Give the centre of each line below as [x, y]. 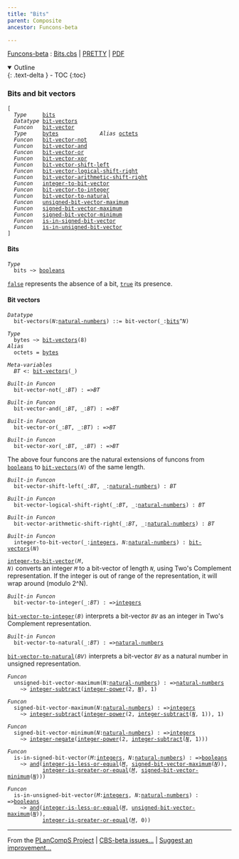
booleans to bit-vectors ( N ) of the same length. [76, 467]
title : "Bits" [28, 14]
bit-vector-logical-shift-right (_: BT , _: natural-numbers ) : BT [109, 505]
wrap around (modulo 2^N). [48, 584]
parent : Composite [34, 21]
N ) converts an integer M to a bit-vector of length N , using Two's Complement [119, 569]
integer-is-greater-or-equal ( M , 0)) [97, 820]
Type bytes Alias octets [76, 133]
